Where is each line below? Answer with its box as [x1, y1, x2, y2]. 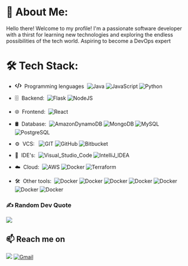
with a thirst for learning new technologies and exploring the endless [6, 31, 173, 38]
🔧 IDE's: [14, 152, 35, 159]
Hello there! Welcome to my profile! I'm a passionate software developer [6, 25, 182, 32]
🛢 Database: [14, 120, 47, 127]
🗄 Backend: [14, 94, 45, 101]
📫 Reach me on [6, 234, 66, 244]
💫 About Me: [6, 5, 69, 19]
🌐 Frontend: [14, 108, 46, 115]
